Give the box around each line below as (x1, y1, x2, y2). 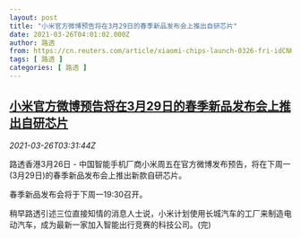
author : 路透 (9, 38, 56, 48)
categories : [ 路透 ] (9, 64, 88, 73)
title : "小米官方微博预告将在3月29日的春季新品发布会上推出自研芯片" (9, 22, 237, 31)
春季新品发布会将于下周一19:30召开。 (9, 189, 148, 199)
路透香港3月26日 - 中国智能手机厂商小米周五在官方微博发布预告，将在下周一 (9, 158, 291, 169)
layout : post (9, 13, 58, 22)
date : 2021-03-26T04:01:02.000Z (9, 30, 130, 39)
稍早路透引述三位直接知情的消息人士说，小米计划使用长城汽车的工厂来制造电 (9, 207, 292, 218)
